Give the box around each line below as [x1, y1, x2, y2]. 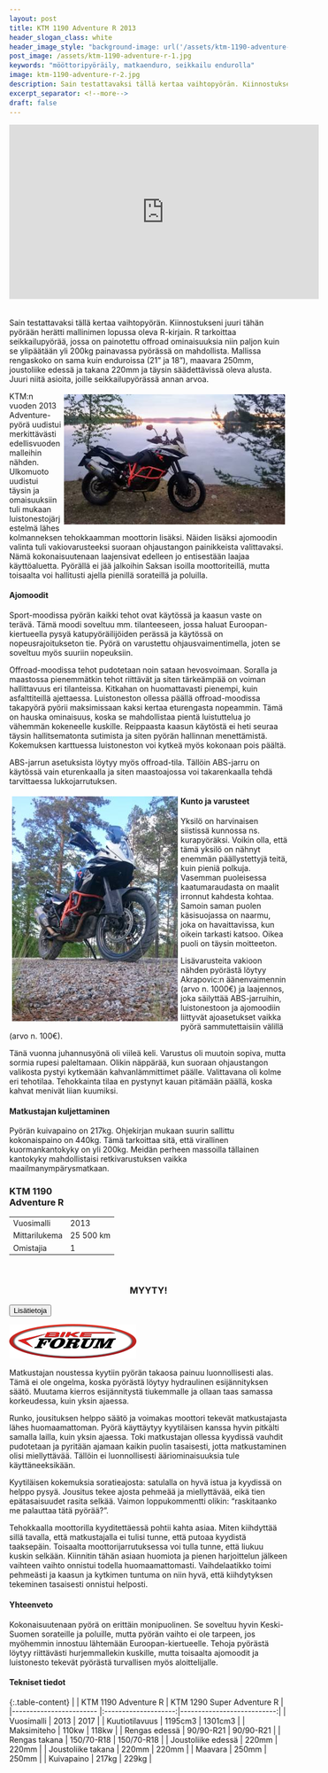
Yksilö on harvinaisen [180, 815, 259, 826]
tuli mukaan [9, 503, 51, 514]
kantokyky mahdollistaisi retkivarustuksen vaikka [9, 1154, 187, 1164]
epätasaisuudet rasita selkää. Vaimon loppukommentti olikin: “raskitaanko [9, 1496, 277, 1506]
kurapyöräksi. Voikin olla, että [180, 834, 288, 845]
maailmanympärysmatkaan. [9, 1163, 110, 1174]
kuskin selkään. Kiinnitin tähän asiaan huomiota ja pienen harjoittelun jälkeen [9, 1551, 288, 1561]
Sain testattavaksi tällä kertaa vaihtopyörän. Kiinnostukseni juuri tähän [9, 317, 264, 328]
